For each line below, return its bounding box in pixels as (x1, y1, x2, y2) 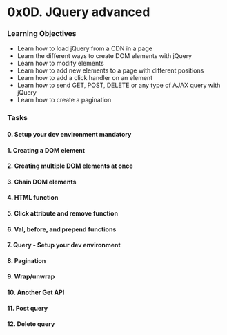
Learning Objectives (7, 29, 77, 39)
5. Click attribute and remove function (7, 209, 119, 218)
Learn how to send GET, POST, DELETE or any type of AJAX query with (17, 81, 221, 90)
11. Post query (7, 304, 48, 312)
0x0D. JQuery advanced (7, 4, 150, 20)
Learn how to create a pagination (17, 96, 112, 104)
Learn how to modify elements (17, 59, 105, 68)
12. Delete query (7, 320, 55, 328)
